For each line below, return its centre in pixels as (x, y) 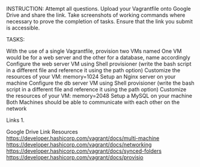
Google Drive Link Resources (42, 132)
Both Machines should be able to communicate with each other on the (93, 102)
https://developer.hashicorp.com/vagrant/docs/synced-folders (84, 151)
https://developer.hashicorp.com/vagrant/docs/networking (79, 144)
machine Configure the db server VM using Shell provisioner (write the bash (100, 83)
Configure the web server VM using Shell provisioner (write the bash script (99, 64)
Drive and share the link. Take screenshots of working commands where (96, 15)
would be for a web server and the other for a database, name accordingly (98, 57)
